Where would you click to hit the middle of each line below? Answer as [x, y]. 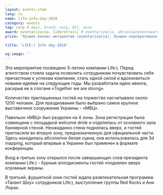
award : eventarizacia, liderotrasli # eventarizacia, [61, 32]
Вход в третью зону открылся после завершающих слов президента [76, 157]
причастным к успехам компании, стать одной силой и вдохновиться [77, 78]
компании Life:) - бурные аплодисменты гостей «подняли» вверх [73, 163]
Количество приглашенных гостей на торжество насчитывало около [76, 98]
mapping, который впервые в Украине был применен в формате [72, 143]
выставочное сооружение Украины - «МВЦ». [52, 108]
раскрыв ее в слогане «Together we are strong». [55, 88]
